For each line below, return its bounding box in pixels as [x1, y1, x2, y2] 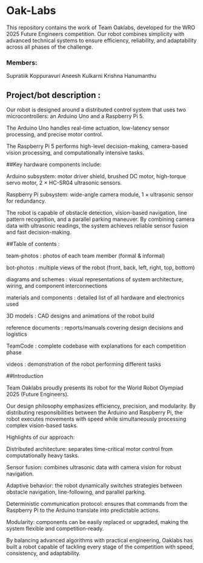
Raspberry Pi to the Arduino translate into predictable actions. [6, 506, 161, 514]
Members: [6, 58, 38, 67]
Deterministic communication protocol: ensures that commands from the [6, 500, 188, 508]
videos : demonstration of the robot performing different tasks [6, 360, 162, 368]
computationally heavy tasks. [6, 452, 80, 460]
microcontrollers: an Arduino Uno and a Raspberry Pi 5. [6, 113, 144, 120]
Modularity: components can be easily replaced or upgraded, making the [6, 519, 188, 526]
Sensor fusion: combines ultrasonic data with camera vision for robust [6, 464, 182, 471]
